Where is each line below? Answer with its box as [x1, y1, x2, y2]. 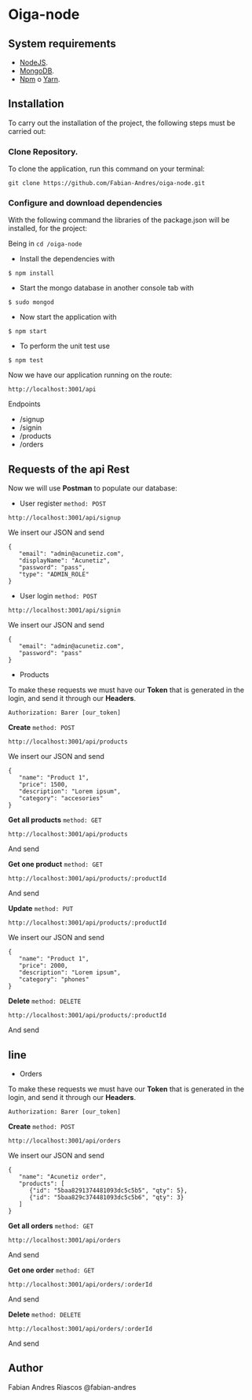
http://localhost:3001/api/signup [8, 514, 122, 522]
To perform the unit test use [19, 341, 110, 351]
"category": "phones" [18, 976, 89, 983]
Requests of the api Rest [8, 462, 130, 476]
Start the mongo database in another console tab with [19, 283, 195, 293]
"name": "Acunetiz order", [18, 1173, 108, 1181]
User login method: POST [19, 591, 97, 601]
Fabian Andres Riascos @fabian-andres [8, 1382, 137, 1391]
